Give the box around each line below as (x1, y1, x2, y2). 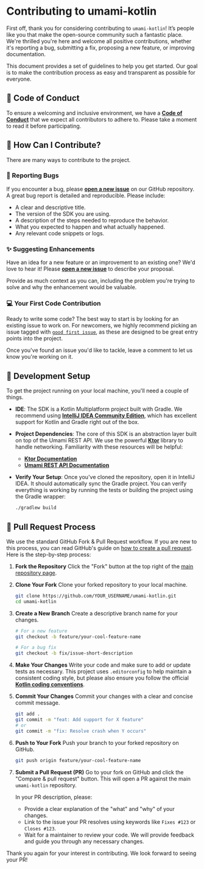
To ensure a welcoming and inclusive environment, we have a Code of (6, 109, 183, 117)
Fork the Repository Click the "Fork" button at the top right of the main (15, 562, 194, 570)
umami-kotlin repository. (15, 781, 77, 789)
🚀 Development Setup (6, 371, 91, 381)
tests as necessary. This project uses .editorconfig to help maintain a (15, 668, 192, 675)
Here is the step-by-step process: (6, 551, 91, 558)
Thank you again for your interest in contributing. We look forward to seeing (6, 849, 197, 857)
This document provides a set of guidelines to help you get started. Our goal (6, 62, 198, 70)
